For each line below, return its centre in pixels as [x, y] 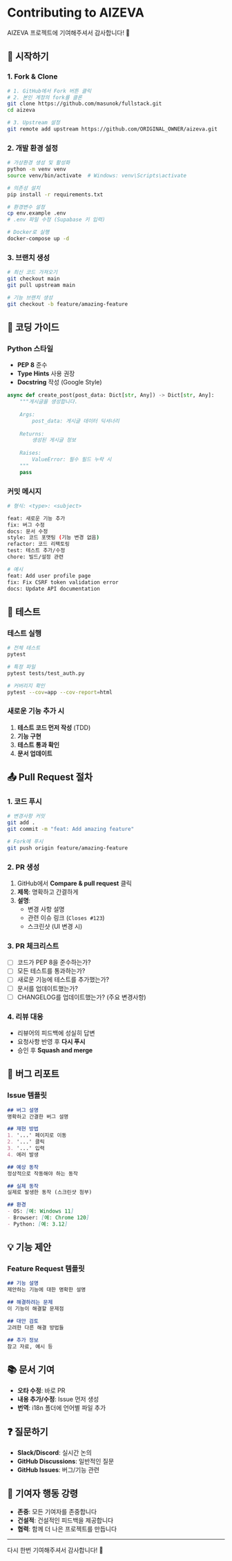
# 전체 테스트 [24, 648]
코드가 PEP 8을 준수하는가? [54, 962]
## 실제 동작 [23, 1186]
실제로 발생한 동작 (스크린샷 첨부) [50, 1192]
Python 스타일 [30, 348]
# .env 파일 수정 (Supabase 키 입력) [56, 220]
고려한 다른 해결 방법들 [36, 1327]
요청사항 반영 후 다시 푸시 [51, 1041]
